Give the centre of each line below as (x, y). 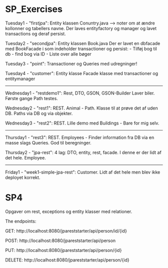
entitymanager (20, 78)
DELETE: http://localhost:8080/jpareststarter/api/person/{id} (67, 260)
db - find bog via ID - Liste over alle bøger (48, 54)
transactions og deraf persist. (35, 33)
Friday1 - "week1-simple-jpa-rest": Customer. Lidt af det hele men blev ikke (83, 172)
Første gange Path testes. (32, 98)
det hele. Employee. (25, 157)
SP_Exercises (34, 9)
